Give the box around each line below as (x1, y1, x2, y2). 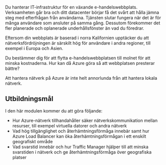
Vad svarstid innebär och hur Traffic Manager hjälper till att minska (12, 144, 149, 150)
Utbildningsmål (5, 95, 54, 103)
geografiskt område (12, 138, 53, 144)
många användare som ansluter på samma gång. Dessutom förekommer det (5, 20, 161, 26)
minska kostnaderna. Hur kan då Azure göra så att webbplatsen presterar (5, 60, 155, 66)
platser (12, 154, 27, 160)
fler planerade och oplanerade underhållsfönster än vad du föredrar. (5, 25, 145, 31)
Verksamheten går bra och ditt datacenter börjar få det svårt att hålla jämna (5, 9, 160, 15)
